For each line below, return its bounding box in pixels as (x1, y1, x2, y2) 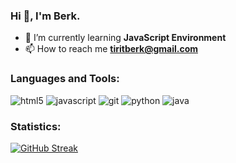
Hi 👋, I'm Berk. (10, 9, 81, 23)
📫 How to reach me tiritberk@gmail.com (24, 43, 198, 55)
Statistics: (10, 119, 62, 133)
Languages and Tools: (10, 72, 120, 86)
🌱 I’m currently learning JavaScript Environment (24, 32, 227, 44)
